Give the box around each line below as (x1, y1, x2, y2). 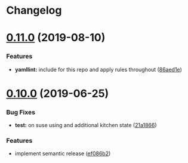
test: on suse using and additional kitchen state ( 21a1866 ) (14, 122, 157, 129)
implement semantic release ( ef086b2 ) (14, 150, 111, 157)
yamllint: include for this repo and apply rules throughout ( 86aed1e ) (14, 66, 182, 73)
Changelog (6, 4, 62, 17)
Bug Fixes (6, 108, 36, 116)
